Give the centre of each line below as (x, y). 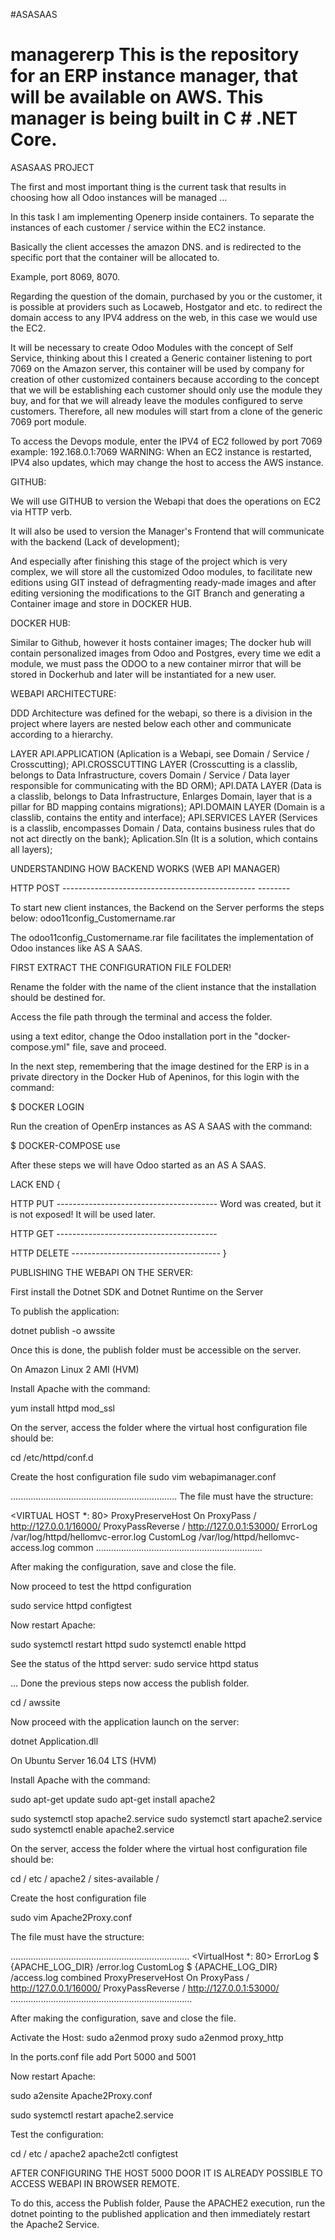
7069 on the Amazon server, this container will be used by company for (157, 368)
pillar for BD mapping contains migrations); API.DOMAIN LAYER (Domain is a (167, 806)
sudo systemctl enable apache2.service (92, 1829)
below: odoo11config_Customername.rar (93, 918)
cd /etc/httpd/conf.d (52, 1457)
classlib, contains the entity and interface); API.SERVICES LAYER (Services (164, 817)
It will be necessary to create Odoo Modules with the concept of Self (152, 347)
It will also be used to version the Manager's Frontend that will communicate (167, 531)
